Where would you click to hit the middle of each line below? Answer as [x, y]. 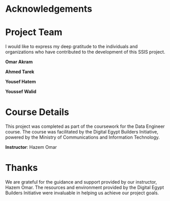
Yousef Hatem [21, 82]
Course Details [37, 112]
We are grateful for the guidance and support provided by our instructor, [81, 182]
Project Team [34, 32]
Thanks [22, 168]
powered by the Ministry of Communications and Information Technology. [83, 137]
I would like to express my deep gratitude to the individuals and [72, 47]
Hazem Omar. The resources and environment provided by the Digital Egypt [85, 187]
